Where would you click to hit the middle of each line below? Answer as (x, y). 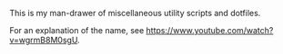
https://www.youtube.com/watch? (210, 30)
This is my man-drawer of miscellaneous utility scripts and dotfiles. (135, 13)
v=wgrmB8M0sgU (44, 40)
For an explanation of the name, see (77, 30)
